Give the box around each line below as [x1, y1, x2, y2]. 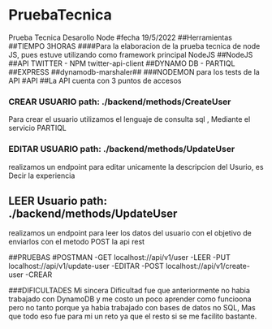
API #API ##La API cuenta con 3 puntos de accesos [8, 76, 182, 85]
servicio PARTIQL [8, 123, 67, 133]
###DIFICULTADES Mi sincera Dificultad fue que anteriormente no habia [8, 286, 250, 296]
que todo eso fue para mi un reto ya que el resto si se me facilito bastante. [8, 311, 257, 322]
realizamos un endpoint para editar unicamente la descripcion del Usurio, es [8, 162, 264, 171]
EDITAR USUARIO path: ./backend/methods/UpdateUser [8, 144, 235, 155]
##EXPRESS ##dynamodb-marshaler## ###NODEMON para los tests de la [8, 67, 260, 76]
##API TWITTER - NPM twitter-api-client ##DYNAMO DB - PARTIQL [8, 58, 235, 68]
